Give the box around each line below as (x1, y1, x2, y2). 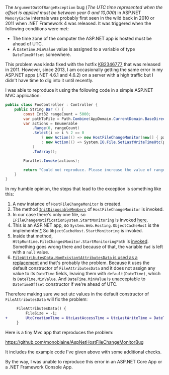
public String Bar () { (14, 107, 64, 112)
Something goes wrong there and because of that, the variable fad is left (12, 244, 163, 250)
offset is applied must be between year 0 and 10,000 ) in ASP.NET (5, 10, 141, 16)
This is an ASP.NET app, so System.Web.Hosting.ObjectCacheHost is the (12, 222, 159, 228)
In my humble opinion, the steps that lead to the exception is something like (5, 186, 162, 192)
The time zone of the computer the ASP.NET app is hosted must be (12, 35, 152, 41)
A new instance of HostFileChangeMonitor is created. (12, 201, 122, 207)
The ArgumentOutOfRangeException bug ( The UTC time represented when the (5, 5, 163, 10)
